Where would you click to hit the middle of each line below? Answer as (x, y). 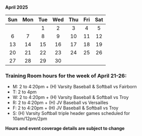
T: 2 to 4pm (24, 92)
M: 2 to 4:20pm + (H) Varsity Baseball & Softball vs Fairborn (75, 87)
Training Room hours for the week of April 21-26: (66, 76)
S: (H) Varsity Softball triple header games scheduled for (71, 113)
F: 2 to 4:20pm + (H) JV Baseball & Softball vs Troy (65, 108)
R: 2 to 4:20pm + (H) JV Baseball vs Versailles (60, 103)
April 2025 (17, 7)
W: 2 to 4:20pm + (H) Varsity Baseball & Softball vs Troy (70, 97)
